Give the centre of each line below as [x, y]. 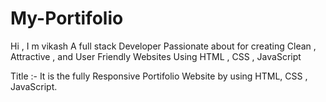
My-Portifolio [67, 18]
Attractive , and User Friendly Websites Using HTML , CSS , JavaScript [156, 56]
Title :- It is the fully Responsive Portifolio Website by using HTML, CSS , [159, 76]
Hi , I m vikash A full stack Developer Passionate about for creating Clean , [163, 46]
